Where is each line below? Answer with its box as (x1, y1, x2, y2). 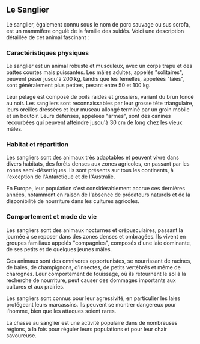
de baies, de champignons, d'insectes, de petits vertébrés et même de (6, 263, 181, 271)
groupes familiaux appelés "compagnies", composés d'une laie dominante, (6, 239, 192, 246)
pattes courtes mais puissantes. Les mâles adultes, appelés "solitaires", (6, 69, 183, 76)
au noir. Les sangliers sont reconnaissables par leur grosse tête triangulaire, (6, 99, 194, 107)
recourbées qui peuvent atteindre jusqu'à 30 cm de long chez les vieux (6, 119, 183, 126)
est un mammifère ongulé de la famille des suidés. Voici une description (6, 27, 184, 34)
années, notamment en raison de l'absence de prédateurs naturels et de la (6, 191, 191, 198)
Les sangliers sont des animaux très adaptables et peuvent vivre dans (6, 154, 179, 161)
